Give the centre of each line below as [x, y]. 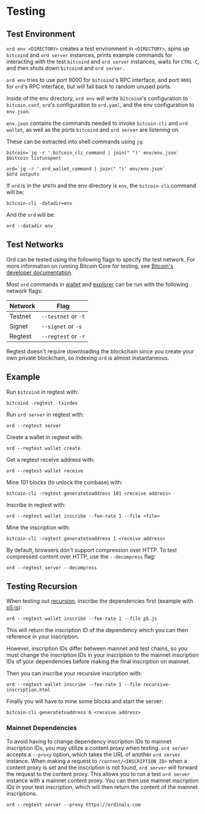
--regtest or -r [63, 336]
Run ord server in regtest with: [45, 414]
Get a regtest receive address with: [50, 459]
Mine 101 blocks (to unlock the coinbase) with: [65, 482]
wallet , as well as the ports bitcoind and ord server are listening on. [93, 130]
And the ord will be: [31, 215]
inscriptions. [22, 793]
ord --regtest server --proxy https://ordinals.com [73, 805]
